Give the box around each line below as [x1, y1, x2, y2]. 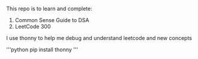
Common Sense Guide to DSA [14, 17, 89, 23]
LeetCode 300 [14, 23, 51, 30]
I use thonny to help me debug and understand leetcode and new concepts [6, 35, 192, 41]
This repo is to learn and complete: [6, 5, 92, 12]
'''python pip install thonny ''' [6, 46, 79, 53]
